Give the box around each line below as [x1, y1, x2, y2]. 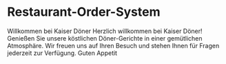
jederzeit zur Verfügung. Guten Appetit [7, 49, 118, 57]
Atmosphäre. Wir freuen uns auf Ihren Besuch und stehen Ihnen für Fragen [7, 41, 220, 50]
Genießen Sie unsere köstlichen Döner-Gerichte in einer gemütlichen [7, 34, 203, 42]
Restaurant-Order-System [7, 4, 161, 20]
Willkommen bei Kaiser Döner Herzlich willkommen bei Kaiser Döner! [7, 27, 203, 35]
